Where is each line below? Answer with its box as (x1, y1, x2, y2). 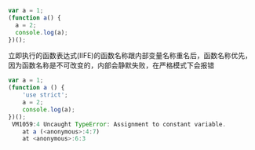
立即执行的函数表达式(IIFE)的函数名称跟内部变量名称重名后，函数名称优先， (8, 51, 253, 60)
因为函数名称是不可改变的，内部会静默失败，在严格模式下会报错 (8, 60, 214, 70)
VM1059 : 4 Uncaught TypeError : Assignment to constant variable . (11, 120, 226, 128)
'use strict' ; (22, 91, 68, 99)
